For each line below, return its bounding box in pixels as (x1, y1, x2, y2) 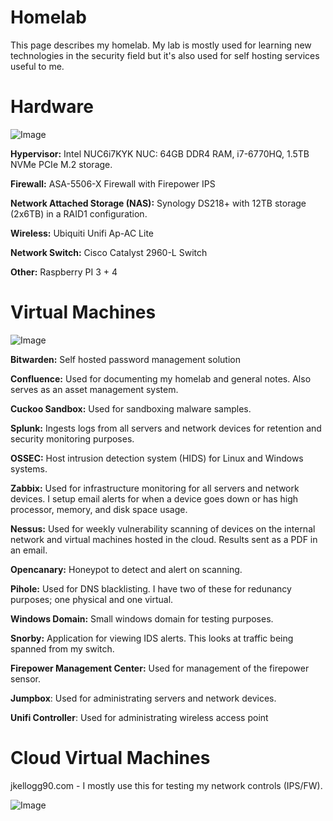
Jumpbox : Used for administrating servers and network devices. (10, 692, 277, 704)
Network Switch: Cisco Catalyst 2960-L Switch (10, 246, 208, 258)
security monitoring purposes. (10, 432, 135, 445)
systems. (10, 462, 48, 475)
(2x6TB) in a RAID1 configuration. (10, 207, 148, 220)
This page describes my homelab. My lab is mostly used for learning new (10, 39, 312, 51)
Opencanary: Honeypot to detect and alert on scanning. (10, 563, 243, 575)
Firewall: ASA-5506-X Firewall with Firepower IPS (10, 177, 216, 190)
